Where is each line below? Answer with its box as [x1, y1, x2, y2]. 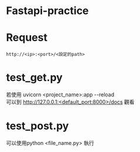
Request [6, 31, 48, 45]
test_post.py [6, 119, 69, 133]
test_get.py [6, 71, 63, 85]
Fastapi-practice [6, 4, 89, 18]
